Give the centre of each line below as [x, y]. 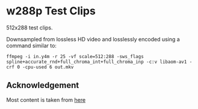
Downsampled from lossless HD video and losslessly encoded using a [93, 39]
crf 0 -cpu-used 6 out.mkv [40, 67]
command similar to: [32, 46]
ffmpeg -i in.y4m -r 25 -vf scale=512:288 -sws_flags [75, 56]
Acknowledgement [43, 85]
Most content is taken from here [46, 99]
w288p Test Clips [51, 11]
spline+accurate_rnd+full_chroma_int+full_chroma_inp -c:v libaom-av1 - [99, 62]
